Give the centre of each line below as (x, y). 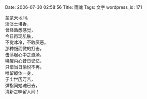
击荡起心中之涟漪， (25, 55)
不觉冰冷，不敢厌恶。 (27, 42)
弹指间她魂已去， (22, 85)
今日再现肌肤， (20, 36)
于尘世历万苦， (20, 79)
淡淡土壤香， (18, 24)
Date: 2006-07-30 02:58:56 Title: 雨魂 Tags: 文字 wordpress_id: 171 (73, 7)
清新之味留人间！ (22, 92)
